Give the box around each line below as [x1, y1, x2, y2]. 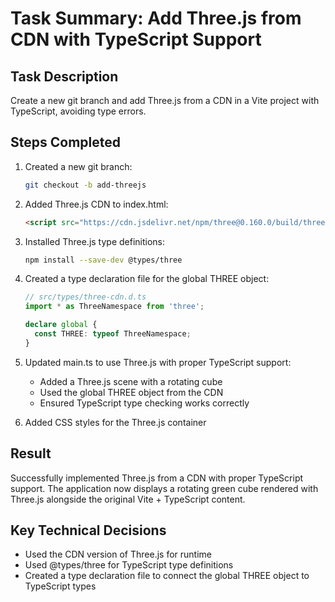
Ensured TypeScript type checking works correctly [39, 397, 250, 409]
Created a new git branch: [24, 160, 133, 172]
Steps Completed [10, 134, 121, 151]
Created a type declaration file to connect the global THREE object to [24, 570, 310, 582]
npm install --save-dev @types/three [24, 255, 183, 265]
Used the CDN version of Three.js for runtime [24, 548, 212, 561]
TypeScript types [24, 580, 97, 592]
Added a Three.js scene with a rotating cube [39, 375, 223, 387]
